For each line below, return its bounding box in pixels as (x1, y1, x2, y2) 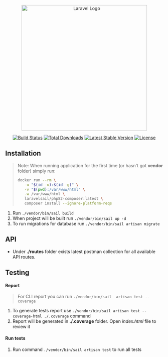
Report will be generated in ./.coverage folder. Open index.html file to (12, 318, 156, 324)
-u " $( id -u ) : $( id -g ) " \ (24, 182, 79, 187)
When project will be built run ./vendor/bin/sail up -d (12, 215, 126, 221)
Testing (5, 269, 30, 277)
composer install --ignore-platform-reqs (24, 201, 112, 206)
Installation (5, 149, 41, 158)
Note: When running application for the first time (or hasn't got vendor (17, 162, 163, 168)
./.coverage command (44, 313, 91, 319)
